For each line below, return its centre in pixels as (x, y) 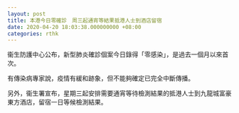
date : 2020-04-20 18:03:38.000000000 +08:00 (74, 27)
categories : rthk (33, 34)
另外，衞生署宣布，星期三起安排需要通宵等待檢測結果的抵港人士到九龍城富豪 (119, 93)
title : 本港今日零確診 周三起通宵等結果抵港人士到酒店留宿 (85, 20)
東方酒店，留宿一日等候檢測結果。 (57, 102)
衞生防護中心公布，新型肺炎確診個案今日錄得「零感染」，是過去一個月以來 (115, 54)
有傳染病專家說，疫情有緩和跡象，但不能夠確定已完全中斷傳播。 (101, 78)
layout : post (27, 14)
